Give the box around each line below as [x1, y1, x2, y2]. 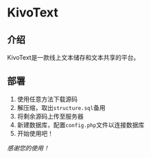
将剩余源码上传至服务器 [16, 112, 84, 120]
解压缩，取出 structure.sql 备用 [16, 103, 106, 111]
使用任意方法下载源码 [16, 95, 78, 103]
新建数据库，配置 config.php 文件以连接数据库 [16, 120, 145, 128]
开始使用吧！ [16, 129, 54, 137]
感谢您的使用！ [7, 144, 49, 152]
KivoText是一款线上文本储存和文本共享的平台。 [7, 54, 140, 61]
